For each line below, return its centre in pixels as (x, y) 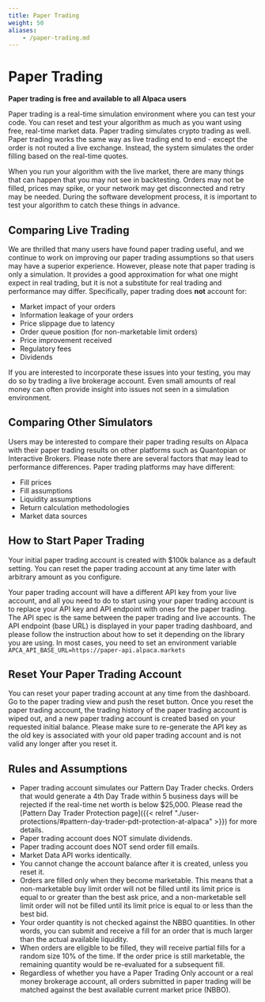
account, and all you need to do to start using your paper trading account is (131, 600)
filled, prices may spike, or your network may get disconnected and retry (127, 189)
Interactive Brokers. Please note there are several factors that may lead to (128, 458)
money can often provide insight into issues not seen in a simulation (119, 389)
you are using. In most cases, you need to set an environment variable (123, 642)
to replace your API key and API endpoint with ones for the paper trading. (128, 609)
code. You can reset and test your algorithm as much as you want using (125, 123)
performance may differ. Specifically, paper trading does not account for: (128, 291)
